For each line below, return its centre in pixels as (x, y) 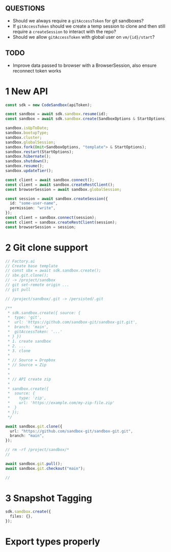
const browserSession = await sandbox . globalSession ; (64, 189)
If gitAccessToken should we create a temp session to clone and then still (89, 26)
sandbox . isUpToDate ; (27, 128)
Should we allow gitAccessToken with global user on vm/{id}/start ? (84, 37)
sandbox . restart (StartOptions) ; (39, 152)
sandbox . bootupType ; (27, 133)
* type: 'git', (25, 318)
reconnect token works (37, 70)
